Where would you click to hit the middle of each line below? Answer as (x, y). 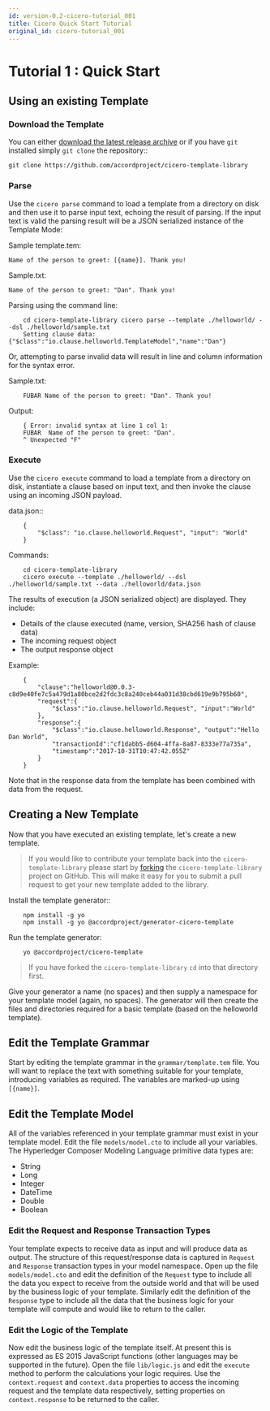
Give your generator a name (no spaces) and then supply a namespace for (133, 991)
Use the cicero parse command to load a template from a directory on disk (134, 203)
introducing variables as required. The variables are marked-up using (124, 1080)
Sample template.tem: (45, 245)
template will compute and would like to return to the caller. (107, 1309)
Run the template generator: (56, 937)
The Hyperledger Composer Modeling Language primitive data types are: (131, 1151)
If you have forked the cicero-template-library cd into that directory (143, 967)
